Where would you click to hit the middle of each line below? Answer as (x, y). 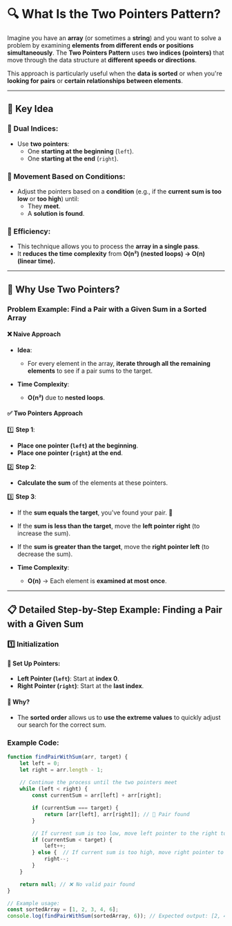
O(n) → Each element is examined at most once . (97, 581)
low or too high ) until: (48, 198)
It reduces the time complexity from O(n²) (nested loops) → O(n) (111, 254)
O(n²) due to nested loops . (66, 397)
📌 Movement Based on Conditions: (66, 176)
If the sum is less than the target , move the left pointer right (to (108, 526)
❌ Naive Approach (34, 334)
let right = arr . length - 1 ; (61, 770)
